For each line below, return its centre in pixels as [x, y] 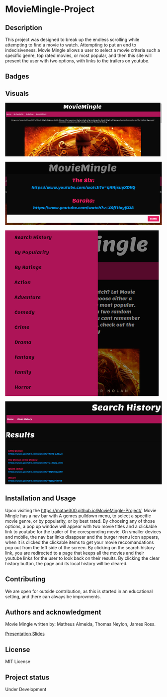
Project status [27, 677]
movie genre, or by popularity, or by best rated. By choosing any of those [80, 521]
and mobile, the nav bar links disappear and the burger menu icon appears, [82, 537]
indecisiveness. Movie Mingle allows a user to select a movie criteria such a [83, 50]
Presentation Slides [25, 634]
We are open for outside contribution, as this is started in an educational [79, 591]
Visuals [17, 93]
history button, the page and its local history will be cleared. [66, 563]
